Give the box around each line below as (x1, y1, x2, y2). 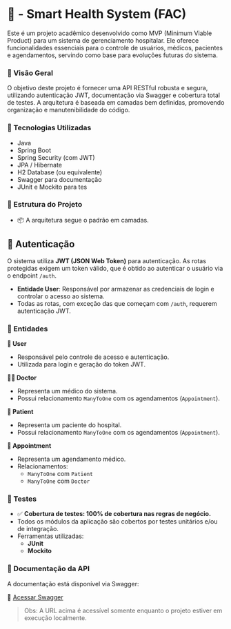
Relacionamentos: (17, 462, 68, 471)
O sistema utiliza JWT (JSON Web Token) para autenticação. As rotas (7, 256, 207, 265)
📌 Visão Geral (7, 68, 54, 78)
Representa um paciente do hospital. (17, 420, 122, 429)
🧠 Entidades (7, 324, 48, 333)
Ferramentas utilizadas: (17, 532, 84, 540)
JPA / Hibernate (17, 161, 63, 169)
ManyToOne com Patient (27, 469, 93, 477)
